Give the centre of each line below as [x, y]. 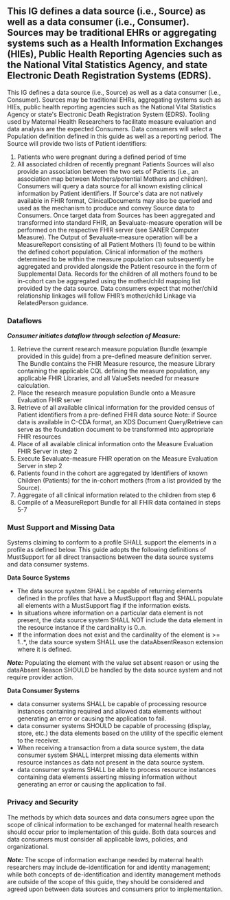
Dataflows [25, 320]
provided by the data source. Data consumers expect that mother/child [117, 288]
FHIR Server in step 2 [47, 451]
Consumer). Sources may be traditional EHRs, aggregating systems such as [114, 100]
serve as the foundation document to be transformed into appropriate [115, 430]
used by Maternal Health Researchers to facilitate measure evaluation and [112, 121]
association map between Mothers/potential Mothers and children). [112, 179]
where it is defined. [44, 650]
